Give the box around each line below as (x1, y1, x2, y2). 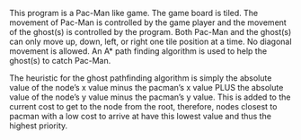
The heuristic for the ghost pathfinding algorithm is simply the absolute (9, 73, 272, 83)
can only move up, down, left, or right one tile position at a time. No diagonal (9, 36, 292, 47)
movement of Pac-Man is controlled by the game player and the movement (9, 17, 288, 28)
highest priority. (9, 120, 68, 131)
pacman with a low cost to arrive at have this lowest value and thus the (9, 111, 272, 121)
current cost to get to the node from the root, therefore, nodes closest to (9, 101, 278, 111)
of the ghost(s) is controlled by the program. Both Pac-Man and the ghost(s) (9, 27, 292, 37)
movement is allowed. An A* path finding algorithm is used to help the (9, 46, 268, 57)
